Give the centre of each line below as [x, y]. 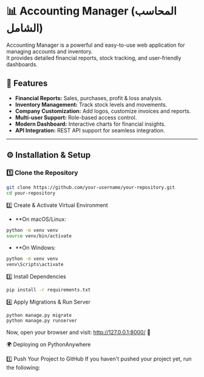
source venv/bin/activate [39, 236]
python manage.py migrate [39, 315]
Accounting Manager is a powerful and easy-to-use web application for [96, 45]
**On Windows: [35, 247]
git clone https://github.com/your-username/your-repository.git [90, 188]
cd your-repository [31, 193]
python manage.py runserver [42, 321]
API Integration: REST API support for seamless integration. [90, 130]
